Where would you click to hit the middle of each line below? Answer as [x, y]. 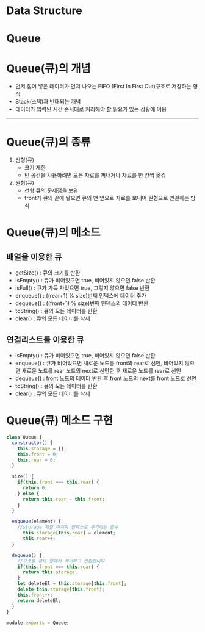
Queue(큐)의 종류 [49, 142]
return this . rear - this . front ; [63, 499]
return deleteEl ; [39, 601]
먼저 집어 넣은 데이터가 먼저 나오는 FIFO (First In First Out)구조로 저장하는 [103, 87]
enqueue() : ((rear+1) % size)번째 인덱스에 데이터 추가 [81, 296]
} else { [28, 494]
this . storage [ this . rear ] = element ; [69, 533]
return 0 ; [35, 488]
